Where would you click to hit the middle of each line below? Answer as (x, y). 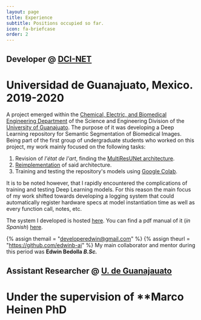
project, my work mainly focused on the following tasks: (76, 147)
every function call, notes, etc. (44, 209)
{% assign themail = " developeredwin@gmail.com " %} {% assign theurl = (98, 239)
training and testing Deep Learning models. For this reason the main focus (99, 190)
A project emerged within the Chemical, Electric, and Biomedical (87, 115)
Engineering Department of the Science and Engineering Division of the (95, 121)
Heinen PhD (37, 310)
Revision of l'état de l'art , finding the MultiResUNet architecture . (95, 159)
